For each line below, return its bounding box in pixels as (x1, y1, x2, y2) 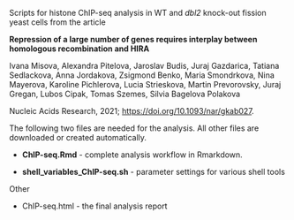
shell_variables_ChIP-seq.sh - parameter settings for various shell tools (21, 167, 285, 177)
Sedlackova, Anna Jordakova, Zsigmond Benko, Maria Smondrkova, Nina (9, 70, 275, 80)
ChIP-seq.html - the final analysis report (21, 201, 168, 211)
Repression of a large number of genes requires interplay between (9, 34, 258, 44)
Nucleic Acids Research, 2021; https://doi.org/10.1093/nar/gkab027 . (9, 106, 254, 116)
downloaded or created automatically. (9, 133, 147, 142)
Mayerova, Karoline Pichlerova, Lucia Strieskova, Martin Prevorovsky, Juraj (9, 80, 282, 89)
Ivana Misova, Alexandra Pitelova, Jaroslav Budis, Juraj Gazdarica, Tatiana (9, 61, 280, 71)
